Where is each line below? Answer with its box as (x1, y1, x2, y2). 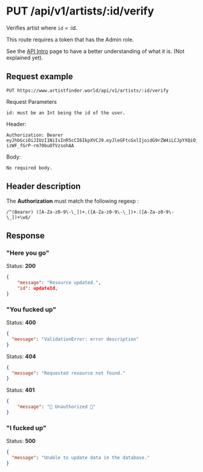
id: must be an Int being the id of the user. (6, 110, 126, 116)
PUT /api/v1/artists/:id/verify (6, 4, 154, 18)
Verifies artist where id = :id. (6, 24, 77, 31)
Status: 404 (6, 352, 36, 360)
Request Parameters (6, 98, 57, 105)
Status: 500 (6, 438, 36, 445)
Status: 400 (6, 319, 36, 327)
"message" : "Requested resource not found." (11, 370, 126, 376)
